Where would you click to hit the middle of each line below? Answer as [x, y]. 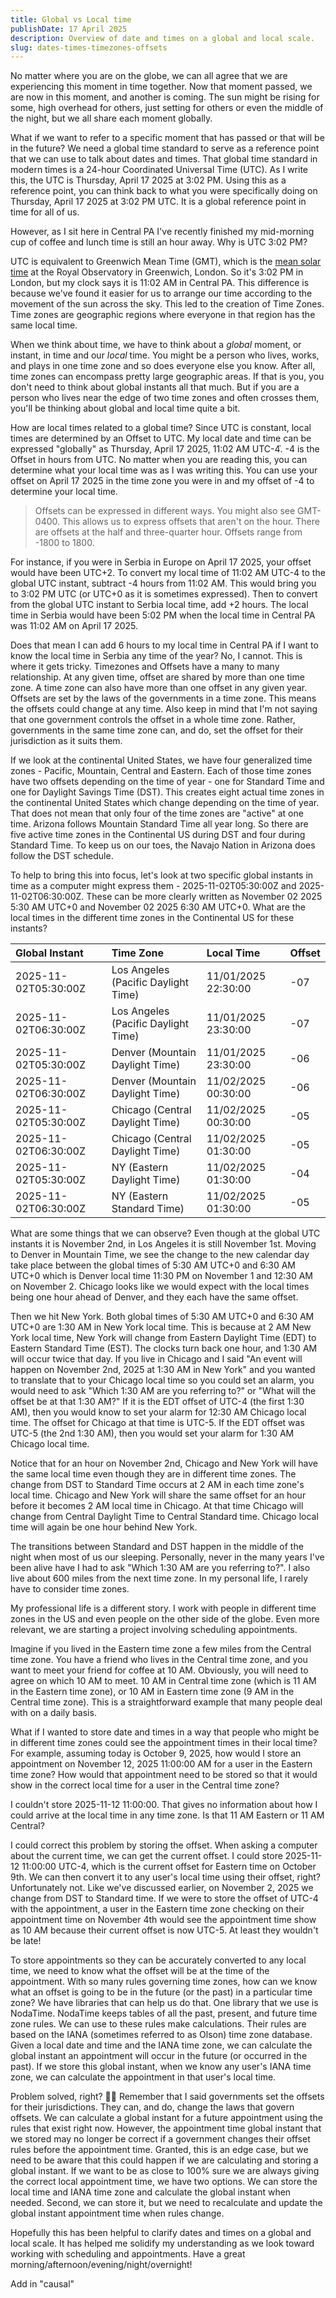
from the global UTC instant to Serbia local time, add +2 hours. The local [159, 605]
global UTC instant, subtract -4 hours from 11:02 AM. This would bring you [163, 583]
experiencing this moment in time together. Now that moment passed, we [161, 87]
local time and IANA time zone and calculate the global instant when [151, 2192]
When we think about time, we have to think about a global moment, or [156, 345]
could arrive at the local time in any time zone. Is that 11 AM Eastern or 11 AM [167, 1815]
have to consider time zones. [70, 1589]
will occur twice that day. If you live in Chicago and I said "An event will [156, 1359]
